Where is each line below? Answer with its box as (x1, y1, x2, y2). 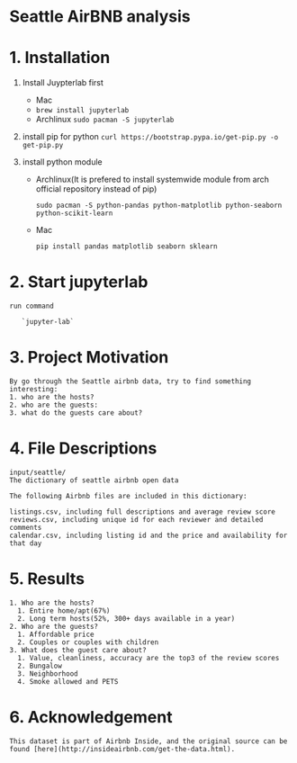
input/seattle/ (9, 468, 67, 477)
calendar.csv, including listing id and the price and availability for (9, 531, 288, 540)
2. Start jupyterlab (9, 272, 148, 292)
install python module (22, 157, 103, 167)
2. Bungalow (17, 661, 63, 670)
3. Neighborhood (17, 669, 78, 678)
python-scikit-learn (35, 209, 113, 218)
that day (9, 538, 42, 548)
